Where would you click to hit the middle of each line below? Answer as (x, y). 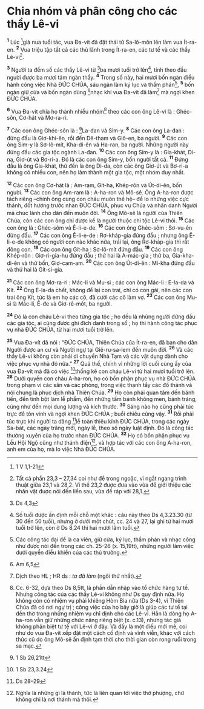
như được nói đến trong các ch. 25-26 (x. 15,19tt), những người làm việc (105, 546)
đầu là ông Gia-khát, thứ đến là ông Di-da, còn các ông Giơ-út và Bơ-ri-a (97, 166)
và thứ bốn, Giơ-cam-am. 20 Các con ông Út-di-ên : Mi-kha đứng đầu (108, 262)
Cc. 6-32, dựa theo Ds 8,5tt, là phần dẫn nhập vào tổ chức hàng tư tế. (102, 587)
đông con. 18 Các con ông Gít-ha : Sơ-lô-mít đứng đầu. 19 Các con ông (95, 248)
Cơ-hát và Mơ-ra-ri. (44, 118)
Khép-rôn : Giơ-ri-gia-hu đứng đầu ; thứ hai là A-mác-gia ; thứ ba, (89, 256)
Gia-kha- (183, 256)
